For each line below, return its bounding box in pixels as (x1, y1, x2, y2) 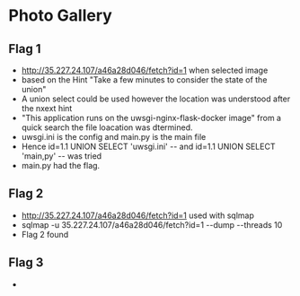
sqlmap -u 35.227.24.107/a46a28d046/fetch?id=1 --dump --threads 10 (21, 219, 283, 230)
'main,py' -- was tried (21, 151, 102, 161)
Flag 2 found (21, 229, 69, 239)
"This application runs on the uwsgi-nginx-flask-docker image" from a (21, 113, 282, 123)
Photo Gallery (8, 5, 113, 26)
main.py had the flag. (21, 161, 101, 170)
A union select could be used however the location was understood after (21, 93, 291, 104)
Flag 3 (8, 255, 44, 270)
